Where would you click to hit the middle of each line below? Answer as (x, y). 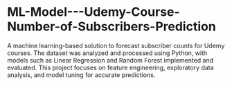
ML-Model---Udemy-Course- (93, 12)
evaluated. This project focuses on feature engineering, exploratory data (110, 67)
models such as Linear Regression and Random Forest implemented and (110, 60)
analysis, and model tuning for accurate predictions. (81, 75)
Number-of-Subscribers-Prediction (111, 26)
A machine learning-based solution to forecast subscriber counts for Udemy (116, 45)
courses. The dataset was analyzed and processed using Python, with (107, 53)
